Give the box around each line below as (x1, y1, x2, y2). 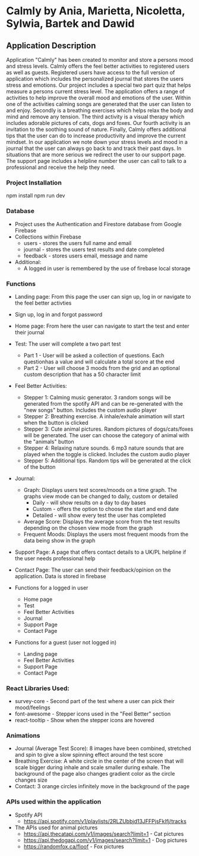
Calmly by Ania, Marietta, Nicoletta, (6, 4, 185, 18)
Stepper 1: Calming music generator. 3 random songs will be (23, 394, 171, 401)
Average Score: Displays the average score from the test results (23, 518, 180, 525)
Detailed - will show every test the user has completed (32, 512, 166, 519)
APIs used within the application (6, 798, 102, 806)
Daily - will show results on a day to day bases (32, 498, 147, 506)
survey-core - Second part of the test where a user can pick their (14, 698, 175, 705)
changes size (14, 776, 48, 783)
